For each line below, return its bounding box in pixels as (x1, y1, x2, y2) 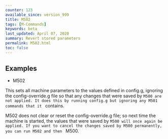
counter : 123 (5, 7, 33, 13)
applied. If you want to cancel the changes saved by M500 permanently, (5, 123, 162, 129)
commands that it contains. (5, 103, 64, 109)
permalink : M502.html (5, 41, 51, 46)
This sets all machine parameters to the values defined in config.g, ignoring (5, 88, 163, 94)
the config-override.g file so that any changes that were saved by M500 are (5, 93, 162, 99)
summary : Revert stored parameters (5, 36, 81, 41)
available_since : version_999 (5, 12, 70, 17)
